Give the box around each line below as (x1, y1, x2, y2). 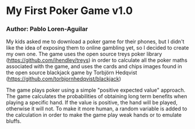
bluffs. (6, 118, 22, 125)
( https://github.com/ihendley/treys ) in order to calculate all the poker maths (6, 57, 187, 64)
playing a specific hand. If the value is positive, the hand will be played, (6, 99, 177, 106)
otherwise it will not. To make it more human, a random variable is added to (6, 105, 187, 112)
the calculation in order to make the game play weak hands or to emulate (6, 111, 182, 118)
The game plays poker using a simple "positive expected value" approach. (6, 86, 186, 94)
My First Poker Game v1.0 (6, 4, 133, 18)
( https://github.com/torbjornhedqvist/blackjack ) (6, 75, 121, 82)
